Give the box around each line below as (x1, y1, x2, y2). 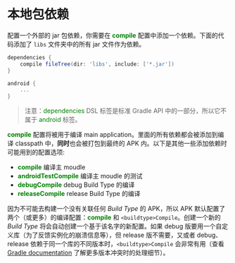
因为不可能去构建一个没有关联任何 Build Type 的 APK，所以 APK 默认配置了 (7, 204, 226, 213)
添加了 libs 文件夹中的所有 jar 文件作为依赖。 (13, 39, 146, 48)
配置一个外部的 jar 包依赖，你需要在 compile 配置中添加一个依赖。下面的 (7, 31, 218, 39)
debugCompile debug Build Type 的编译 (17, 181, 135, 189)
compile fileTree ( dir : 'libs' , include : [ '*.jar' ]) (20, 61, 174, 68)
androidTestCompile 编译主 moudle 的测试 (17, 172, 143, 181)
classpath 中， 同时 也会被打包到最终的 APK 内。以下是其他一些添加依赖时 (15, 139, 227, 148)
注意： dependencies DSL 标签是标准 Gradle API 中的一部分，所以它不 (24, 106, 227, 115)
